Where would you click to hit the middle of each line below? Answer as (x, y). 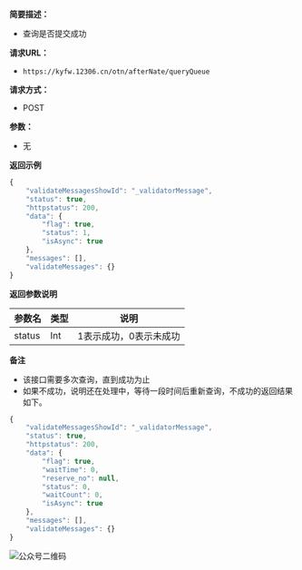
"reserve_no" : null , (81, 478)
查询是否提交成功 (54, 34)
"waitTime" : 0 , (71, 470)
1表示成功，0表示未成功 (129, 336)
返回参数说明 (33, 293)
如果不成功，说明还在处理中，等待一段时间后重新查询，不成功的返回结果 (157, 390)
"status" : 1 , (67, 233)
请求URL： (29, 53)
